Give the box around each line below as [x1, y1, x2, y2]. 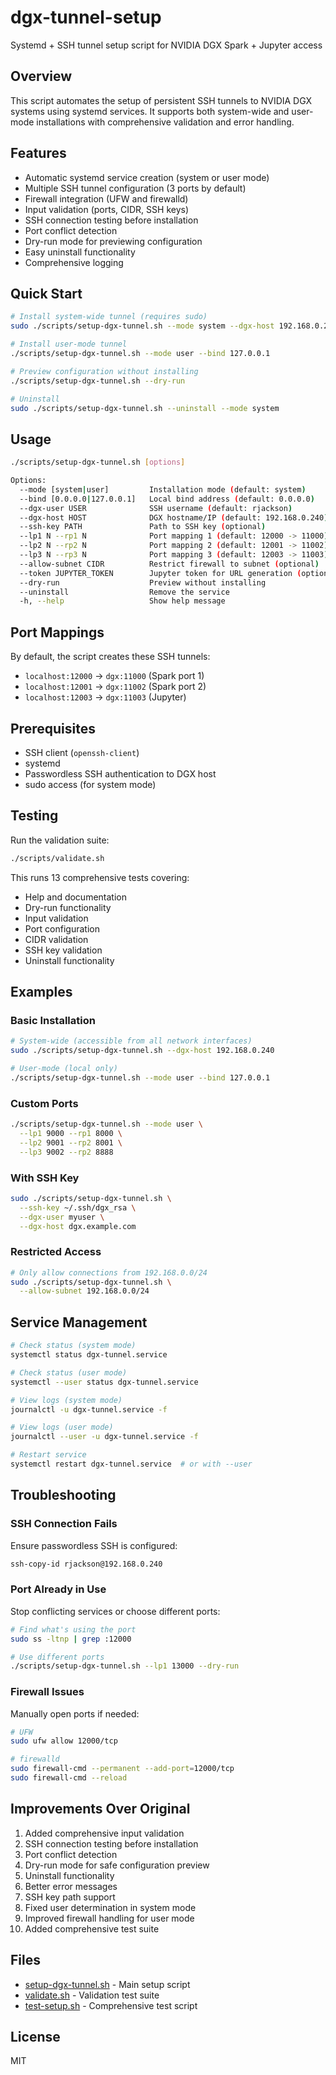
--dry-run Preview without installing [19, 577, 267, 588]
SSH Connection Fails [10, 1517, 118, 1531]
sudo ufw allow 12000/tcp [10, 1736, 118, 1746]
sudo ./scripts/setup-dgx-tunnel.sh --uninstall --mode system [10, 403, 280, 413]
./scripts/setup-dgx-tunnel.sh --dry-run [10, 376, 186, 386]
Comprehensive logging [24, 256, 124, 268]
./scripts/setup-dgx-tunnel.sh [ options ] [10, 457, 186, 468]
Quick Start [10, 285, 83, 302]
